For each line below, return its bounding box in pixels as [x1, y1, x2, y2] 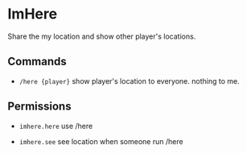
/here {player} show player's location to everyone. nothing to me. [19, 76, 240, 85]
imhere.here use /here [19, 121, 93, 130]
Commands [7, 55, 68, 68]
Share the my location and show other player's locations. [7, 31, 196, 41]
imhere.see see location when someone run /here [19, 136, 183, 146]
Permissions [7, 100, 72, 114]
